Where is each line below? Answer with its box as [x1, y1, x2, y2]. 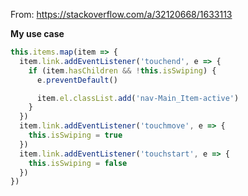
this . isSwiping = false [28, 158, 128, 168]
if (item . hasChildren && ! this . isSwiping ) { [28, 65, 217, 76]
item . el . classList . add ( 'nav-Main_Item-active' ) [36, 93, 240, 103]
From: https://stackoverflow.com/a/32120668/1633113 [10, 9, 233, 20]
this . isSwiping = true [28, 130, 123, 140]
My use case [10, 28, 65, 39]
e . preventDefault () [36, 75, 118, 85]
